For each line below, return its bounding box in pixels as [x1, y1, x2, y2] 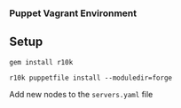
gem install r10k [9, 58, 74, 66]
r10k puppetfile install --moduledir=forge [9, 73, 173, 82]
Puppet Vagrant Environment [9, 7, 138, 19]
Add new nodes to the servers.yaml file [9, 89, 153, 99]
